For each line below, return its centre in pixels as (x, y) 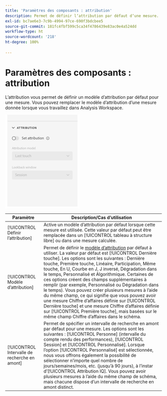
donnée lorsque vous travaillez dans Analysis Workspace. (64, 108)
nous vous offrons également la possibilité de (90, 355)
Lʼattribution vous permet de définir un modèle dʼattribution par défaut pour (82, 97)
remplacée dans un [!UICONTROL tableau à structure (98, 235)
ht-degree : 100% (22, 42)
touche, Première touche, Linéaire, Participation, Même (100, 263)
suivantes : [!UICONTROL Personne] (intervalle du (94, 334)
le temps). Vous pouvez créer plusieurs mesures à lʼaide (101, 290)
